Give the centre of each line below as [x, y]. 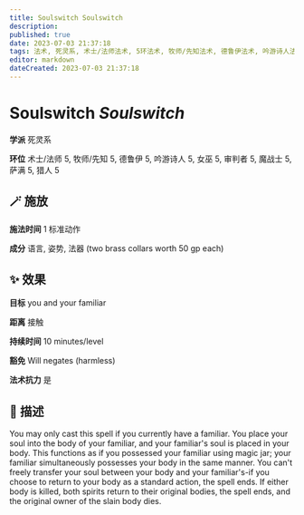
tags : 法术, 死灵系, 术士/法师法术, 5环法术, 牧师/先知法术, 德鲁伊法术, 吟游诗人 [150, 52]
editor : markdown [42, 60]
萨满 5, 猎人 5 [35, 170]
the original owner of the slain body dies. [85, 501]
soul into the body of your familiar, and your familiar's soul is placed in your [149, 443]
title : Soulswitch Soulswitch [66, 18]
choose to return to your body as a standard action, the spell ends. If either [149, 482]
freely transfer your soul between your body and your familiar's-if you [139, 472]
